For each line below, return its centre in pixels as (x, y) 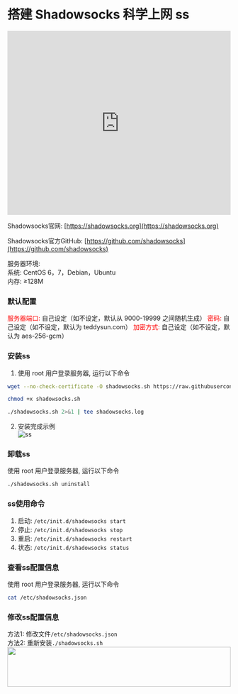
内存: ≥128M (25, 281)
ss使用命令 (26, 504)
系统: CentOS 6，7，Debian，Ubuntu (62, 272)
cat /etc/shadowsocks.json (47, 597)
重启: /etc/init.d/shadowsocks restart (75, 538)
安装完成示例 (36, 426)
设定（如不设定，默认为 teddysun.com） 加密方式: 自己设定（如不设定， (119, 327)
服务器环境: (24, 263)
